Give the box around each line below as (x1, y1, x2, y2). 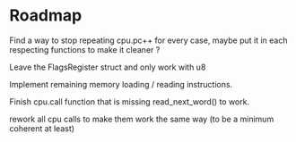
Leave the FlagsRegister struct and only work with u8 (9, 62, 206, 72)
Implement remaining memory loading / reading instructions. (9, 79, 233, 89)
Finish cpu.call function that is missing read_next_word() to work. (9, 96, 249, 107)
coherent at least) (9, 122, 74, 134)
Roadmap (9, 5, 83, 26)
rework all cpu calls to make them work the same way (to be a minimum (9, 113, 274, 124)
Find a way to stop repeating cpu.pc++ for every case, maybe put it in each (9, 35, 288, 46)
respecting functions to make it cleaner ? (9, 44, 161, 54)
